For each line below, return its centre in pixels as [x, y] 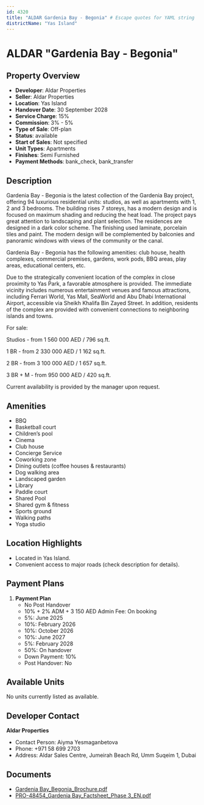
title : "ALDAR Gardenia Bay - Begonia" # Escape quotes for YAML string [100, 18]
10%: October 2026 [49, 630]
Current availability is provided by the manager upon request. [83, 387]
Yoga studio [30, 524]
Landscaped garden [40, 479]
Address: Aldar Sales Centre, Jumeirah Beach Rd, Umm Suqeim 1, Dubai [106, 755]
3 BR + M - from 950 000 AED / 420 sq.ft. [59, 375]
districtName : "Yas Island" [42, 23]
